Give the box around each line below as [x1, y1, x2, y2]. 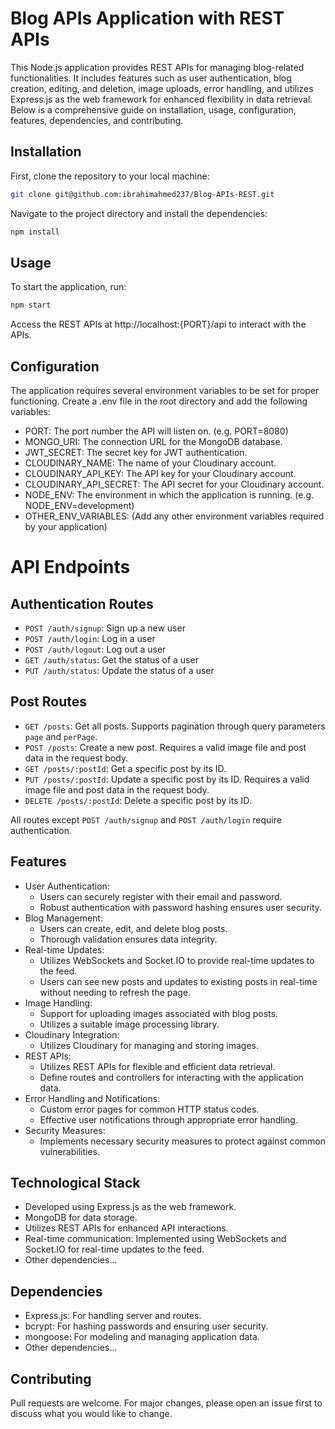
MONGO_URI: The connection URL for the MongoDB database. [24, 436, 283, 447]
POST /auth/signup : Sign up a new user [24, 622, 186, 634]
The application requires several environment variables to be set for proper [10, 385, 320, 396]
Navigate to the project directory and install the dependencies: [10, 207, 268, 219]
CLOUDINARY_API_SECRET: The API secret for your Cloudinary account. [24, 478, 325, 490]
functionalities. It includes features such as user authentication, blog [10, 72, 292, 84]
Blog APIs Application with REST [10, 7, 285, 30]
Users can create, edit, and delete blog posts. [39, 922, 228, 934]
